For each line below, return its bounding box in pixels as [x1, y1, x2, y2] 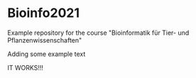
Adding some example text [7, 50, 86, 58]
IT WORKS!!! [7, 63, 44, 72]
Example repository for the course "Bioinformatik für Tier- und [7, 28, 190, 37]
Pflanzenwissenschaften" [7, 35, 82, 44]
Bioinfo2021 [7, 5, 80, 21]
